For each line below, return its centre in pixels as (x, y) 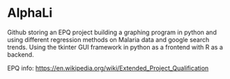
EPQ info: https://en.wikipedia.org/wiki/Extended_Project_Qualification (108, 68)
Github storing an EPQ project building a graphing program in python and (112, 32)
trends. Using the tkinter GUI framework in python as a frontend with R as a (115, 47)
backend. (21, 55)
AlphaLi (30, 13)
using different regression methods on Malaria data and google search (108, 39)
